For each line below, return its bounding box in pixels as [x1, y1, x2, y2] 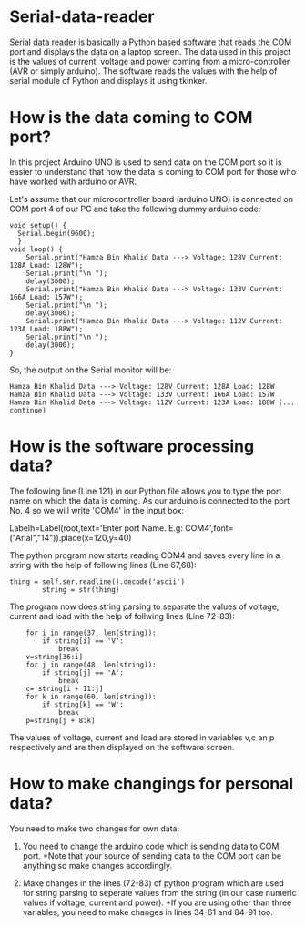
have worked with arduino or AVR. [9, 176, 137, 187]
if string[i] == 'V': [42, 636, 125, 646]
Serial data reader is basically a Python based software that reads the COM [9, 36, 292, 47]
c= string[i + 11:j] [25, 684, 104, 693]
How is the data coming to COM [9, 107, 253, 128]
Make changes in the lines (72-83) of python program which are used [22, 877, 284, 889]
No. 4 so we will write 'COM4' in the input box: [9, 504, 185, 515]
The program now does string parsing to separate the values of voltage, [9, 601, 280, 612]
